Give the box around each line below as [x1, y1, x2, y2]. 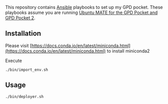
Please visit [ [5, 42, 32, 48]
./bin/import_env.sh [5, 67, 49, 72]
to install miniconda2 [107, 47, 150, 54]
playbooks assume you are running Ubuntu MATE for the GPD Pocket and [5, 9, 158, 15]
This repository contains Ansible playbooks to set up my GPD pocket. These [5, 4, 163, 10]
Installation [5, 29, 41, 38]
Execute [5, 57, 22, 63]
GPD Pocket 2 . [5, 15, 36, 20]
